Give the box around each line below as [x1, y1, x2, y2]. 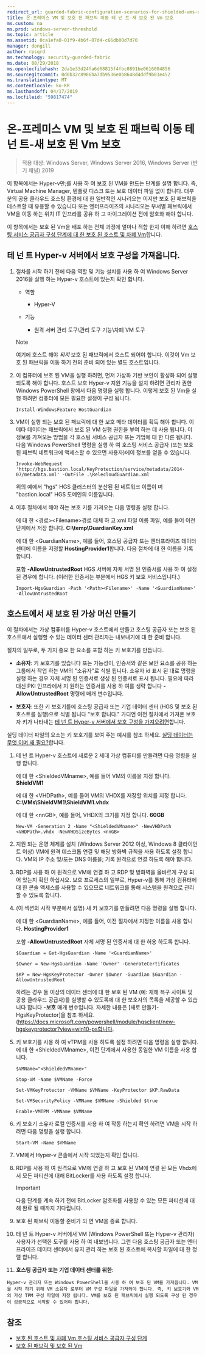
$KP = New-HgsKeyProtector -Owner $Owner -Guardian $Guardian [15, 972, 177, 978]
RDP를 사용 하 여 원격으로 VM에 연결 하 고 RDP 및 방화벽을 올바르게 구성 [15, 868, 188, 876]
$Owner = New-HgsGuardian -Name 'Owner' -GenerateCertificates [15, 961, 180, 967]
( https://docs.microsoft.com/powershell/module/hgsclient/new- [15, 1018, 176, 1026]
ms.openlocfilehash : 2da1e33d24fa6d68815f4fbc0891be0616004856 [7, 65, 171, 72]
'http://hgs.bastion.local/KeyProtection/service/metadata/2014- [15, 466, 185, 472]
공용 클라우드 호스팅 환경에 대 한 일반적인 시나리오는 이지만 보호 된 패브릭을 [18, 195, 197, 202]
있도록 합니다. [29, 892, 61, 899]
